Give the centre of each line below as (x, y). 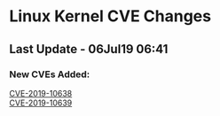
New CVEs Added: (50, 74)
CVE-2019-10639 (41, 103)
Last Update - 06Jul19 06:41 (89, 49)
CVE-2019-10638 (41, 93)
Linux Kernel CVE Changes (110, 16)
